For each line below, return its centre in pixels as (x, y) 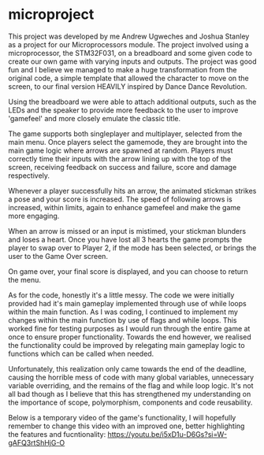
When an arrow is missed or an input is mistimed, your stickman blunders (127, 231)
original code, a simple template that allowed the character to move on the (129, 78)
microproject (51, 15)
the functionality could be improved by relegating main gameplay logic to (127, 345)
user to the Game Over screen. (58, 256)
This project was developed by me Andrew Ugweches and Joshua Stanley (129, 36)
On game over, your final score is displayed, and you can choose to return (128, 271)
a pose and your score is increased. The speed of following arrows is (120, 199)
